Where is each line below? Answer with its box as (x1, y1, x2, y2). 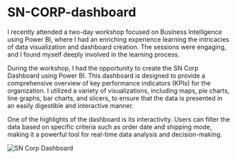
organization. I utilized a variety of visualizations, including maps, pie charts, (7, 86, 230, 95)
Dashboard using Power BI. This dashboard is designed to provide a (7, 71, 206, 80)
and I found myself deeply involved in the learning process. (7, 50, 180, 59)
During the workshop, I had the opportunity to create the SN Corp (7, 64, 199, 72)
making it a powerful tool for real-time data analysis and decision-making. (7, 130, 223, 139)
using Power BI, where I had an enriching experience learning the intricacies (7, 35, 230, 43)
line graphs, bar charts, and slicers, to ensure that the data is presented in (7, 93, 223, 102)
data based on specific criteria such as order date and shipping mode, (7, 122, 212, 131)
